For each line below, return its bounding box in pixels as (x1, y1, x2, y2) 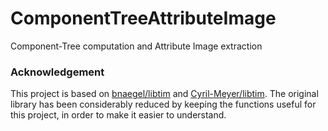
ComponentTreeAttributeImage (10, 7, 277, 30)
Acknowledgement (10, 65, 105, 79)
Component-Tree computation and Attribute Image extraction (10, 40, 263, 52)
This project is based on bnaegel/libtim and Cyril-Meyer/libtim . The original (10, 88, 319, 100)
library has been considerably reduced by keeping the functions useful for (10, 98, 317, 111)
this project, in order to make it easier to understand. (10, 109, 227, 121)
